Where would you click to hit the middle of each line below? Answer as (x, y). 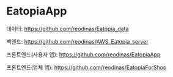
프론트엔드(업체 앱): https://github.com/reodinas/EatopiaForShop (86, 67)
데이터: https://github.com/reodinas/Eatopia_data (68, 28)
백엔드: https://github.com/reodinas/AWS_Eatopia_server (77, 41)
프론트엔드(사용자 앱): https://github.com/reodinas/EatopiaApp (83, 54)
